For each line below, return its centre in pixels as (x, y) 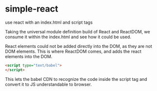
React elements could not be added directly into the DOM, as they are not (78, 46)
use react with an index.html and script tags (49, 22)
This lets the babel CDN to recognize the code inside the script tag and (76, 79)
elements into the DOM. (29, 56)
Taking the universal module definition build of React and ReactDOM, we (78, 31)
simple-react (32, 9)
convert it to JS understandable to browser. (49, 84)
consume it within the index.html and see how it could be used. (68, 37)
